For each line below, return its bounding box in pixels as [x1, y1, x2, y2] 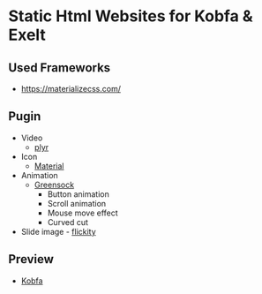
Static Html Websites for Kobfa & [8, 6, 253, 26]
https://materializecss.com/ [20, 84, 121, 94]
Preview [8, 252, 55, 267]
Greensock [34, 179, 75, 190]
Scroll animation [47, 198, 107, 208]
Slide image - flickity [20, 226, 96, 237]
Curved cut [47, 216, 89, 227]
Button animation [47, 188, 109, 200]
